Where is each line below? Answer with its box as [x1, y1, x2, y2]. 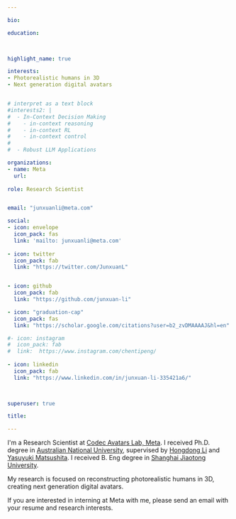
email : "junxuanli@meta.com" [7, 204, 94, 212]
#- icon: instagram [7, 334, 65, 342]
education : [7, 29, 40, 36]
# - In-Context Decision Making [7, 113, 106, 121]
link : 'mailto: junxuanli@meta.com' [13, 237, 122, 244]
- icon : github [7, 283, 52, 290]
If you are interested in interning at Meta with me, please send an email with [7, 496, 229, 505]
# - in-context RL [7, 126, 72, 133]
